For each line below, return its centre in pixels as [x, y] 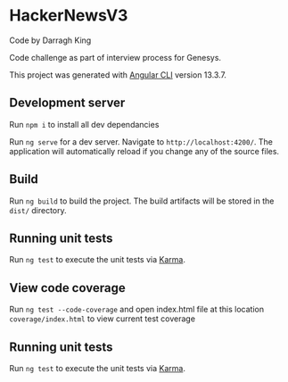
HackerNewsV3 [69, 16]
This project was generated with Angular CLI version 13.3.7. [118, 75]
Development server [67, 103]
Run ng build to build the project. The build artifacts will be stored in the [142, 201]
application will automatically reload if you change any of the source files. [144, 151]
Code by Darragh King [50, 40]
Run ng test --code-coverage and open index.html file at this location [137, 310]
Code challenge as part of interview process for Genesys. [115, 57]
